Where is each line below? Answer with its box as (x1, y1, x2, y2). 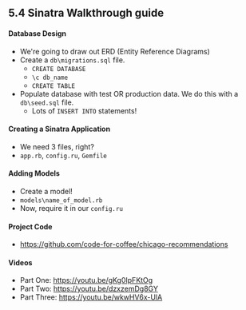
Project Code (8, 221, 53, 231)
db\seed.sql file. (19, 97, 74, 107)
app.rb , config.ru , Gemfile (19, 150, 108, 160)
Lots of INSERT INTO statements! (31, 105, 137, 115)
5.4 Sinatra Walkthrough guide (8, 6, 165, 20)
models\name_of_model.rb (19, 197, 103, 205)
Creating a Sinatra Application (8, 124, 110, 134)
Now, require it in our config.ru (19, 204, 124, 213)
